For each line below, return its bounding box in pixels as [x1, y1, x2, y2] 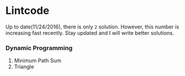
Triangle [14, 63, 35, 70]
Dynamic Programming [5, 44, 73, 52]
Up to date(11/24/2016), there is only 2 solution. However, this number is [5, 23, 180, 30]
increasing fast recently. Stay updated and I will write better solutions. [5, 29, 174, 36]
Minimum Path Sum [14, 57, 62, 64]
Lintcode [5, 4, 49, 17]
